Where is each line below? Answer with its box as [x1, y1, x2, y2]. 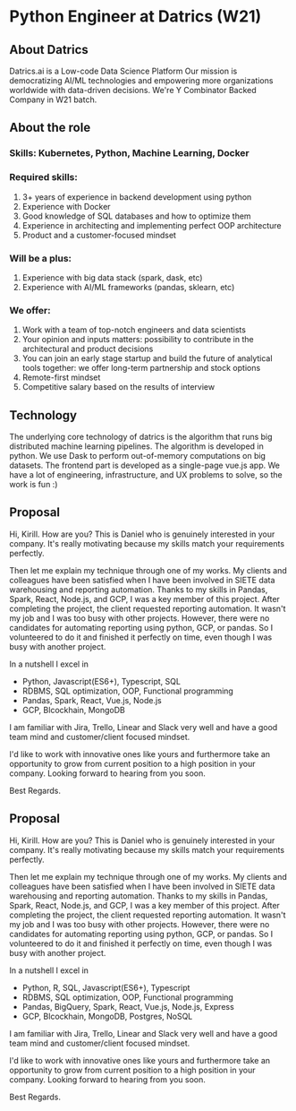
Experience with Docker [21, 201, 111, 211]
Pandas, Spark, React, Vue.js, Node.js [21, 694, 163, 705]
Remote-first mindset [21, 372, 101, 383]
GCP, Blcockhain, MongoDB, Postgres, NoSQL [21, 1011, 193, 1021]
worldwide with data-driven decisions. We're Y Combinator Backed [9, 85, 257, 95]
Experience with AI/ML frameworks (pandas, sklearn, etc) [21, 281, 235, 292]
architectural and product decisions [21, 343, 154, 355]
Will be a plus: [9, 252, 72, 264]
